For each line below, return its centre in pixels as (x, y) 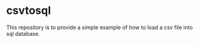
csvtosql (29, 11)
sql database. (23, 33)
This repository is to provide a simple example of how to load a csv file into (99, 27)
